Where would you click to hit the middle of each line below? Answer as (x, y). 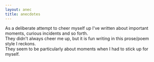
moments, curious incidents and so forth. (47, 33)
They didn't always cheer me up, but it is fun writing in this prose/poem (77, 38)
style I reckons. (21, 43)
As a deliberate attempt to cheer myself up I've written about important (77, 28)
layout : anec (18, 10)
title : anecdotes (23, 14)
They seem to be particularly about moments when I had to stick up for (77, 49)
